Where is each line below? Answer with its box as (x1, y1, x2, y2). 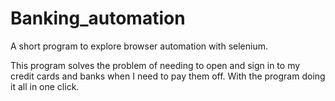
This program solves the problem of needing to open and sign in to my (10, 59, 301, 71)
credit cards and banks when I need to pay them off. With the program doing (10, 70, 326, 82)
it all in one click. (10, 80, 80, 92)
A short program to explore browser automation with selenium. (10, 40, 268, 52)
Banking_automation (10, 7, 186, 30)
